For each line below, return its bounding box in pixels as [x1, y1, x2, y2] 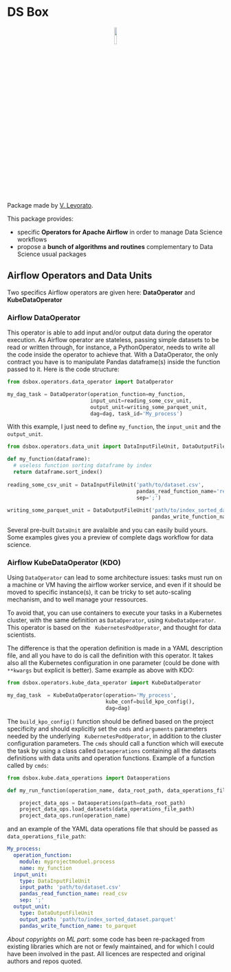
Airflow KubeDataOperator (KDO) [7, 557, 122, 567]
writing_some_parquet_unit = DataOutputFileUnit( [7, 507, 153, 514]
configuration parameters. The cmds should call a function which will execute [7, 739, 224, 747]
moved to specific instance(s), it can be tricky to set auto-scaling [7, 588, 191, 597]
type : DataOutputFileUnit [19, 909, 94, 916]
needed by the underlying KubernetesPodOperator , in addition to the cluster [7, 732, 221, 740]
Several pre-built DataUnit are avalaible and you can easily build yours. [7, 526, 208, 535]
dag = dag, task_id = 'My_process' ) [90, 410, 184, 417]
